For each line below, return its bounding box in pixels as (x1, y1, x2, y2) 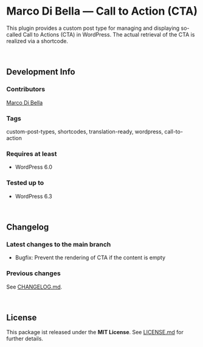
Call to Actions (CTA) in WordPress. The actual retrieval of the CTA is (22, 30, 195, 38)
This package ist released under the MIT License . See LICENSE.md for (6, 329, 184, 336)
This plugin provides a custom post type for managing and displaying (6, 24, 180, 32)
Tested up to (6, 178, 44, 187)
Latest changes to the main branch (6, 240, 111, 248)
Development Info (6, 67, 75, 77)
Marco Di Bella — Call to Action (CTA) (6, 4, 198, 18)
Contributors (6, 85, 46, 94)
